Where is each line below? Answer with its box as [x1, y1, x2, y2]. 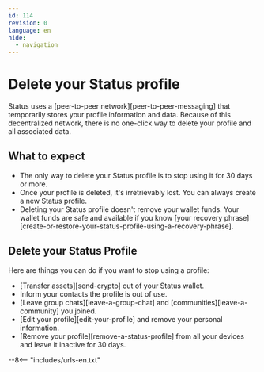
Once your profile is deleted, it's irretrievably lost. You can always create [19, 187, 257, 197]
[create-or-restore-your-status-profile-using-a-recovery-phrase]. [19, 221, 234, 231]
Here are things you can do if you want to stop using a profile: [8, 265, 209, 274]
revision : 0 [8, 19, 47, 27]
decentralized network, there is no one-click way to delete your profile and [8, 118, 251, 128]
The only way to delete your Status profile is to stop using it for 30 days [19, 171, 253, 180]
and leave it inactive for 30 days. [19, 339, 126, 349]
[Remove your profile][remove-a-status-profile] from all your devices [19, 331, 245, 341]
